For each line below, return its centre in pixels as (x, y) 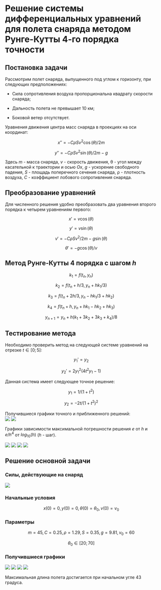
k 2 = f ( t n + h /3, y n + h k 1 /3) (81, 286)
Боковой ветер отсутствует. (41, 118)
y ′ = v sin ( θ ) (81, 228)
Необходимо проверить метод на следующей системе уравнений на (77, 345)
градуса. (14, 582)
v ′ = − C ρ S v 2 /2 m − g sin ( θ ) (81, 238)
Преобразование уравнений (50, 193)
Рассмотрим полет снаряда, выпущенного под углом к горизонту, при (78, 79)
